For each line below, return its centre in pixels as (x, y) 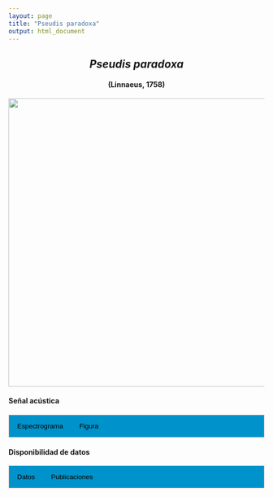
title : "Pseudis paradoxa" (54, 24)
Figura (89, 427)
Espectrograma (40, 427)
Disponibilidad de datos (49, 451)
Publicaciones (72, 477)
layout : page (30, 16)
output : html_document (47, 31)
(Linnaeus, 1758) (136, 85)
